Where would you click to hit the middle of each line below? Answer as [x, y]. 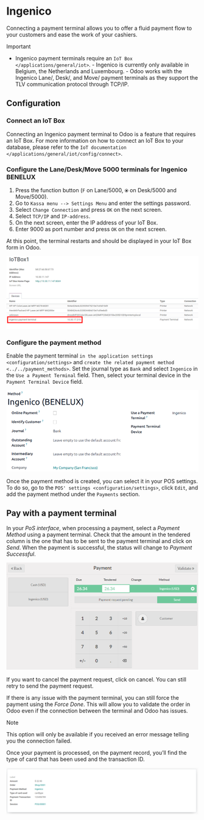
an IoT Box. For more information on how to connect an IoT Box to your [95, 140]
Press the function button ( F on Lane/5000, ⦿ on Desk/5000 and [96, 190]
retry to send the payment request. [50, 686]
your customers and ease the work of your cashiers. [72, 34]
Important [19, 46]
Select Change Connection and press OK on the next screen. [89, 209]
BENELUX [21, 177]
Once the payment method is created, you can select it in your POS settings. [102, 481]
